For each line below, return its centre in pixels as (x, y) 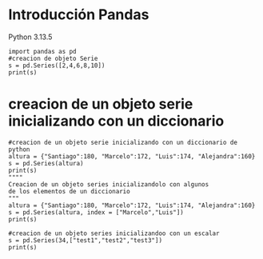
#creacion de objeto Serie (53, 58)
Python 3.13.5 (30, 37)
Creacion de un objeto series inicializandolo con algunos (109, 184)
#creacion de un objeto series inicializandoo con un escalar (114, 233)
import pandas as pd (43, 51)
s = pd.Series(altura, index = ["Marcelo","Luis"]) (96, 212)
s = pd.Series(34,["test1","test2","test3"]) (85, 240)
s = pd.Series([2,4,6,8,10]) (57, 66)
